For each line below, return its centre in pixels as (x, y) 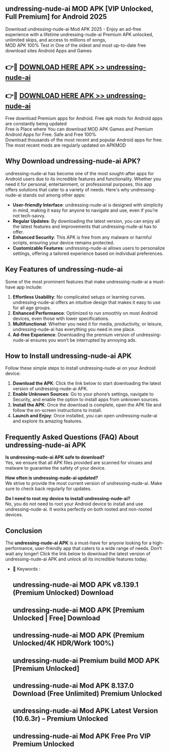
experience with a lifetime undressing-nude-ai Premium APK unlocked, (79, 34)
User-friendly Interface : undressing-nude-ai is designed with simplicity (88, 205)
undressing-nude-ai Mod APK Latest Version (85, 711)
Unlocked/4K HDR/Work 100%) (63, 643)
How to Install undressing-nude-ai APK (69, 356)
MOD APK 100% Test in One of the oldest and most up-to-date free (76, 45)
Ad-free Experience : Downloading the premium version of (74, 335)
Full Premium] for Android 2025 (56, 17)
